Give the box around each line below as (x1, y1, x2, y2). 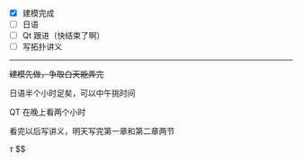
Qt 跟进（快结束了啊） (22, 30, 105, 41)
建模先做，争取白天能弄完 (9, 69, 104, 80)
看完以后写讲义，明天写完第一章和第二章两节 (9, 126, 175, 137)
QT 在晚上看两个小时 (9, 106, 86, 118)
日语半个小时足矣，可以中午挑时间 (9, 88, 136, 98)
